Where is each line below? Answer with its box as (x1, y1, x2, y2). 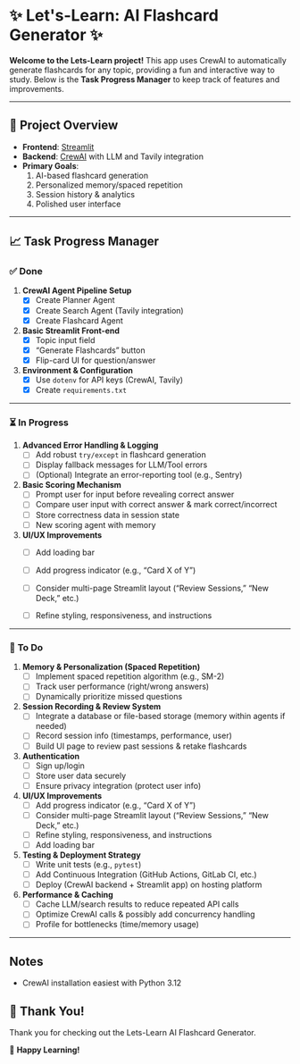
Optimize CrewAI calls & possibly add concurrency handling (35, 909, 256, 920)
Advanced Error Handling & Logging (21, 440, 159, 451)
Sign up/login (35, 760, 85, 771)
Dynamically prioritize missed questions (35, 691, 183, 702)
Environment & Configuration (21, 364, 134, 375)
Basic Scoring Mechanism (21, 480, 122, 490)
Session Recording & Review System (21, 701, 162, 712)
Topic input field (35, 334, 96, 345)
